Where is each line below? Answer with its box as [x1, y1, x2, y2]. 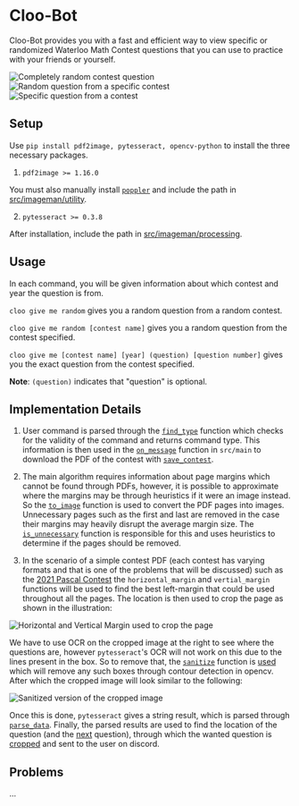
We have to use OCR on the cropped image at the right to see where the [9, 637, 275, 649]
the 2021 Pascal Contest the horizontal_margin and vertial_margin [21, 574, 270, 585]
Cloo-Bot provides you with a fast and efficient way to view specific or [9, 35, 268, 46]
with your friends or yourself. [9, 54, 116, 64]
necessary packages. [9, 149, 88, 160]
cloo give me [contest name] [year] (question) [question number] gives [9, 349, 284, 360]
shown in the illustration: [21, 603, 113, 614]
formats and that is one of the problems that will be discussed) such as [21, 564, 284, 575]
